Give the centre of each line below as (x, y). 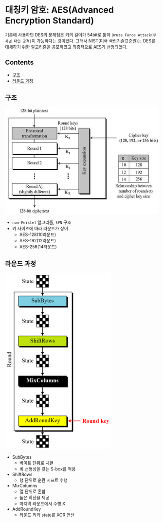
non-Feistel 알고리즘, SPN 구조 (42, 222)
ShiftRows (22, 474)
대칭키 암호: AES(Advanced (60, 10)
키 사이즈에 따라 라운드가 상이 (40, 229)
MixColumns (25, 486)
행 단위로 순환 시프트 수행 (44, 480)
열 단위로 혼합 (32, 491)
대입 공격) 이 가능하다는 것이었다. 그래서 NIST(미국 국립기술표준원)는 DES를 (85, 41)
